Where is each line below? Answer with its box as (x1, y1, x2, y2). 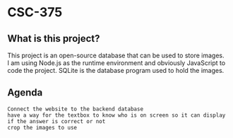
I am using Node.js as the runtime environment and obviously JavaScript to (7, 59, 226, 67)
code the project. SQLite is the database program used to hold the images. (7, 67, 225, 74)
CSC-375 (7, 4, 63, 21)
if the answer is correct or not (7, 117, 106, 125)
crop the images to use (7, 124, 78, 131)
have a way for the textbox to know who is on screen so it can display (7, 111, 226, 119)
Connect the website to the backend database (7, 105, 143, 113)
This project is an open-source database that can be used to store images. (7, 51, 225, 59)
